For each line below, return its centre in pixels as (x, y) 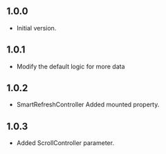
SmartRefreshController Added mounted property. (88, 105)
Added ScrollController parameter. (65, 143)
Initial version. (36, 28)
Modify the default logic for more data (71, 66)
